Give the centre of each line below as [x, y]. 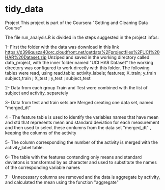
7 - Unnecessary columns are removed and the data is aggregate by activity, [82, 177]
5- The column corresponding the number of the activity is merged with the [82, 142]
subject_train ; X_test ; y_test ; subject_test [48, 78]
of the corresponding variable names [42, 167]
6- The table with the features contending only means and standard [74, 157]
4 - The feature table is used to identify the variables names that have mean [82, 117]
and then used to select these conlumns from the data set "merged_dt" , [78, 127]
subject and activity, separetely [37, 93]
